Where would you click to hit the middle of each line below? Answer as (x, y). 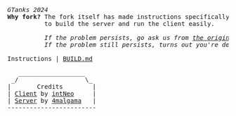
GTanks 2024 (28, 10)
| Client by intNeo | (52, 94)
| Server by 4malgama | (52, 101)
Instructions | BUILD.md (50, 59)
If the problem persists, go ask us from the (124, 38)
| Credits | (52, 87)
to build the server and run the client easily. (130, 24)
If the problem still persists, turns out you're (132, 45)
